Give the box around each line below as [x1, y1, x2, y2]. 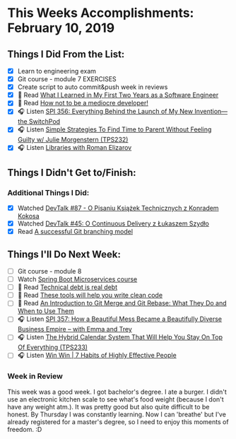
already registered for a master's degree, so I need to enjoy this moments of [7, 417, 229, 426]
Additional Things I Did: [7, 187, 90, 197]
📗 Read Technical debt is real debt [17, 283, 118, 291]
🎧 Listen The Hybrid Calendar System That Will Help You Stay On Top [17, 333, 223, 341]
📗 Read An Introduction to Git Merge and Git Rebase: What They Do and [17, 299, 228, 308]
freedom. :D [7, 425, 42, 433]
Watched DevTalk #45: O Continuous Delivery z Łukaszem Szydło [17, 219, 210, 228]
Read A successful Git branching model [17, 228, 133, 236]
